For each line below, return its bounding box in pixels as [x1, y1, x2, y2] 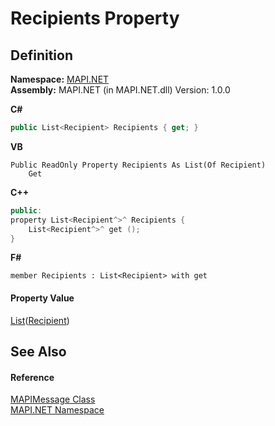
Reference [10, 371, 55, 383]
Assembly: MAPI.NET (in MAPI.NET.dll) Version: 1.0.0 [10, 84, 231, 96]
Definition [10, 47, 73, 64]
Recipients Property [10, 7, 180, 30]
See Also [10, 343, 67, 360]
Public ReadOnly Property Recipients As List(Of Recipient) [10, 160, 267, 170]
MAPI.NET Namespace [10, 404, 105, 416]
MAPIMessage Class [10, 393, 96, 406]
